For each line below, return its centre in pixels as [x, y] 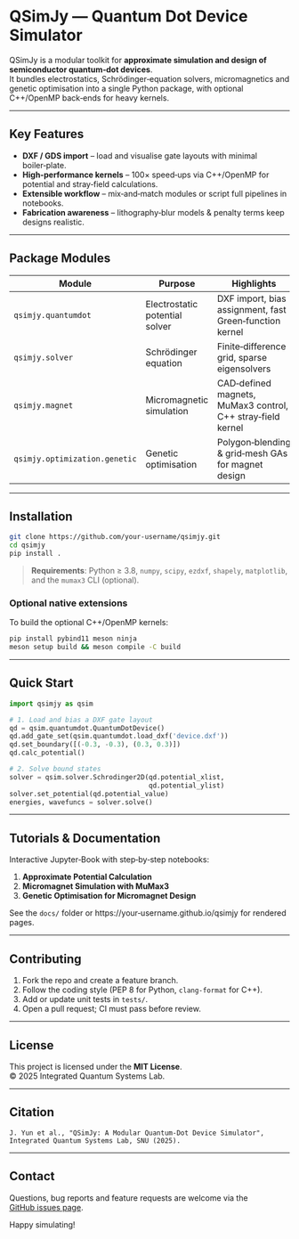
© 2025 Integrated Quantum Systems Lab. [87, 1076]
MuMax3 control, [253, 405]
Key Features [47, 134]
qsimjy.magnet [44, 405]
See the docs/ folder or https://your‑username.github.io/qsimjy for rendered [148, 913]
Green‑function [249, 321]
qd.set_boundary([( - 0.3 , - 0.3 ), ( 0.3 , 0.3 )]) [95, 745]
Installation [41, 516]
